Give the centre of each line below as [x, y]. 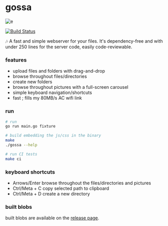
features [16, 60]
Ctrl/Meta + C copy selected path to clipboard [61, 188]
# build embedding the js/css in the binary [53, 136]
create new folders [32, 82]
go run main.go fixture [31, 126]
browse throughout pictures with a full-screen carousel [71, 87]
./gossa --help [21, 145]
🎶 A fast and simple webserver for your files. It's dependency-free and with [84, 41]
